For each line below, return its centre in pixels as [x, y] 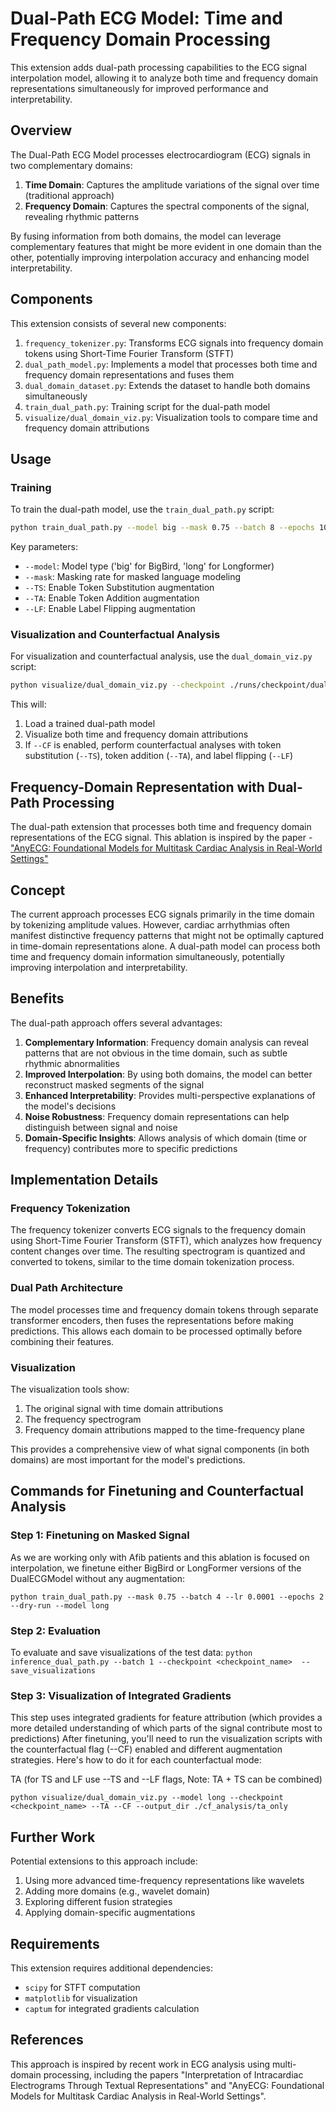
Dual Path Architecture [66, 1288]
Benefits [37, 998]
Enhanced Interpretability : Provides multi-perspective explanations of [170, 1095]
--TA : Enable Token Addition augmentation [112, 598]
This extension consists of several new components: [118, 323]
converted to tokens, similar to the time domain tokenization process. [152, 1262]
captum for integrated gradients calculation [112, 2008]
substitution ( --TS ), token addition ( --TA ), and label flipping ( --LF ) [159, 756]
